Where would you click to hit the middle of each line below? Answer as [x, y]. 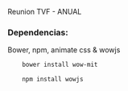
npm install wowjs [53, 80]
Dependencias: [38, 32]
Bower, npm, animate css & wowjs [64, 50]
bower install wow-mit [60, 65]
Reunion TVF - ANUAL [45, 12]
